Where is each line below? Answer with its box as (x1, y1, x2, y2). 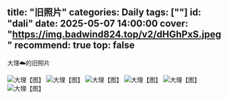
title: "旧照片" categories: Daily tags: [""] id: (7, 6, 202, 19)
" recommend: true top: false (7, 39, 135, 51)
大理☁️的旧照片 (7, 58, 51, 67)
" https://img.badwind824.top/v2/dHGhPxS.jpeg (7, 28, 222, 40)
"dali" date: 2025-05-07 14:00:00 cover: (7, 18, 188, 30)
